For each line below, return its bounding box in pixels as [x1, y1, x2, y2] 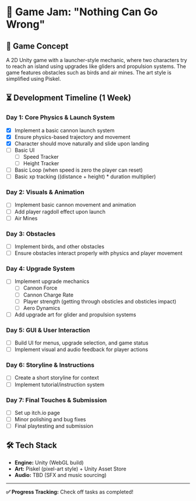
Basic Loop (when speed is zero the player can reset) [14, 166, 143, 173]
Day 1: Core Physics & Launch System [6, 114, 115, 122]
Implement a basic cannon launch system [14, 127, 115, 134]
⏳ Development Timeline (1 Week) [6, 93, 131, 103]
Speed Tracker [23, 153, 60, 160]
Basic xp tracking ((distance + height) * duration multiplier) [14, 173, 156, 180]
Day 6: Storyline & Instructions [6, 361, 94, 369]
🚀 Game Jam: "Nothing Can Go [6, 5, 158, 19]
